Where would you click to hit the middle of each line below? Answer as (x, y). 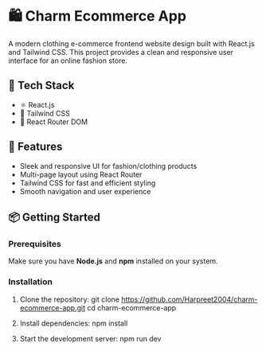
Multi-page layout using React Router (81, 174)
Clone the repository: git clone (69, 299)
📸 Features (35, 147)
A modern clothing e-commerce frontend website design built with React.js (131, 43)
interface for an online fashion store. (68, 60)
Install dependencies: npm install (74, 323)
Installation (31, 282)
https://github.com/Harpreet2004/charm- (189, 299)
